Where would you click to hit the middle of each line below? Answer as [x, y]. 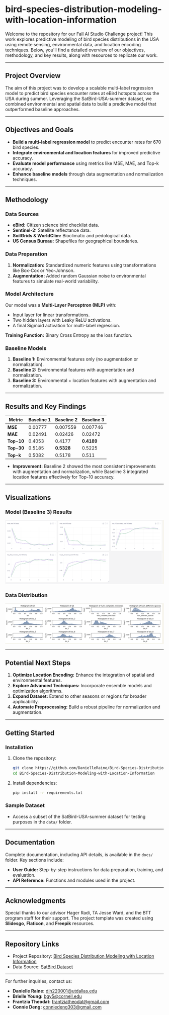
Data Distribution [26, 595]
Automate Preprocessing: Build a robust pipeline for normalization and [86, 707]
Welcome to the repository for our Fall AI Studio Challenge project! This [79, 34]
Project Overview [33, 76]
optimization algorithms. [37, 691]
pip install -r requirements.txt [48, 793]
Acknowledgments [36, 901]
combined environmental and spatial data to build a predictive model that [81, 104]
